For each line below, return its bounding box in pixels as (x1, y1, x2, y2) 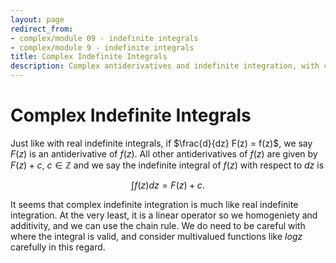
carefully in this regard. (10, 241, 106, 253)
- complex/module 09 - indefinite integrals (10, 33, 199, 43)
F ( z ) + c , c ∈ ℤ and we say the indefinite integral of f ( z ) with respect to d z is (10, 159, 325, 171)
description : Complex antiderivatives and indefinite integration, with (10, 61, 320, 71)
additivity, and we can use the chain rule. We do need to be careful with (10, 219, 306, 231)
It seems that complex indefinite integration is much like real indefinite (10, 198, 299, 210)
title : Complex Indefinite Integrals (10, 52, 168, 62)
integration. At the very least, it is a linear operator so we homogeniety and (10, 209, 318, 221)
